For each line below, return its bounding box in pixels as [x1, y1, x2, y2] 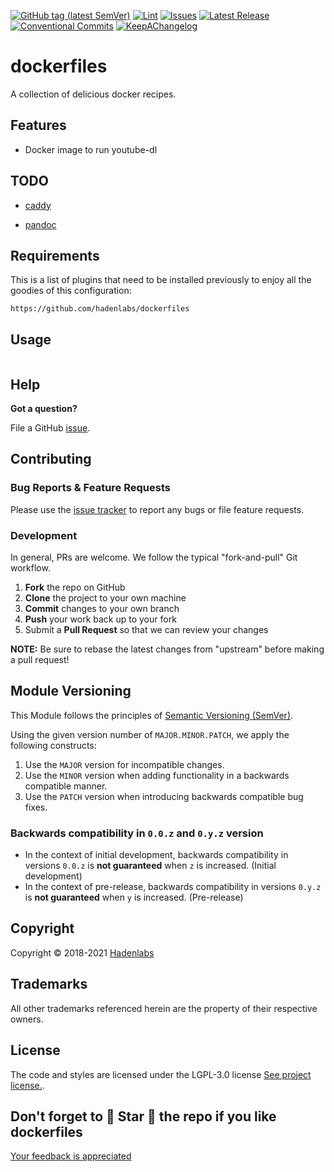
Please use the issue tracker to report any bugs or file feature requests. [10, 503, 305, 515]
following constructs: [10, 739, 97, 751]
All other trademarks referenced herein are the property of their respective [10, 1002, 318, 1014]
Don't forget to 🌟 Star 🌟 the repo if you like [10, 1108, 277, 1125]
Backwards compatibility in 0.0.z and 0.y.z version [10, 826, 264, 840]
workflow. [10, 561, 51, 574]
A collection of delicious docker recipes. [10, 88, 177, 100]
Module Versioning [10, 683, 132, 700]
